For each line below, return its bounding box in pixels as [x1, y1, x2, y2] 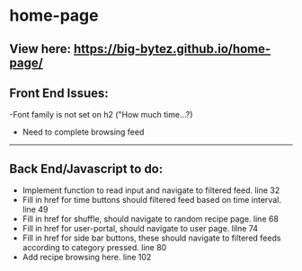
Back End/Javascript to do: [9, 161, 164, 176]
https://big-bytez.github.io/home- [73, 41, 271, 57]
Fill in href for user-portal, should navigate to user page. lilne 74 [22, 223, 259, 234]
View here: [9, 41, 72, 57]
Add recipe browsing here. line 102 [22, 252, 152, 263]
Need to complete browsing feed [22, 127, 145, 137]
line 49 [22, 204, 49, 215]
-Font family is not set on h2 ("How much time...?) [9, 109, 193, 120]
